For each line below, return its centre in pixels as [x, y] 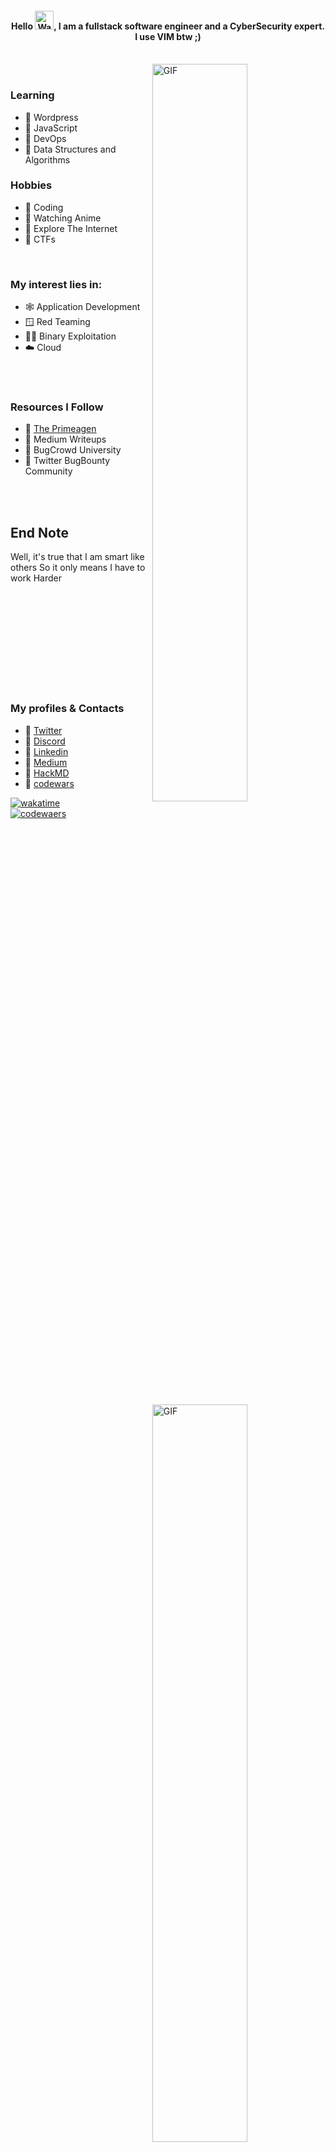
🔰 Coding [44, 207]
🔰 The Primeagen [60, 429]
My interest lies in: [56, 284]
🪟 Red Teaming [57, 322]
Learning [32, 95]
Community [48, 471]
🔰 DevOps [45, 138]
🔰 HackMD [47, 773]
